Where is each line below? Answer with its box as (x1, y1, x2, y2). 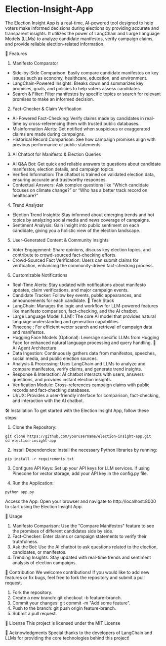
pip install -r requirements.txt (5, 456, 74, 462)
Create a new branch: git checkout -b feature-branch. (12, 594, 122, 600)
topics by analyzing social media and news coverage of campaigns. (12, 217, 151, 223)
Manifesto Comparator (12, 60, 58, 66)
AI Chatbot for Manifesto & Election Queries (12, 151, 101, 157)
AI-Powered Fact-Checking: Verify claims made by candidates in (12, 115, 144, 121)
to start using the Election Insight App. (5, 503, 83, 509)
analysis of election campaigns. (12, 559, 77, 566)
